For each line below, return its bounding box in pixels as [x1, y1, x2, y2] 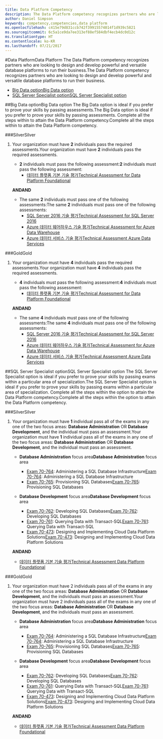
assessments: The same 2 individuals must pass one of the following [19, 201, 156, 207]
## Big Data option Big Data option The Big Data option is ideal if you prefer [5, 101, 154, 107]
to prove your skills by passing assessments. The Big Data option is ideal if [5, 107, 153, 113]
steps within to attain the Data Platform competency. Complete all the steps [5, 117, 154, 123]
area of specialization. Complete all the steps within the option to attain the [5, 389, 155, 395]
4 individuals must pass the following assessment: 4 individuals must [19, 279, 157, 285]
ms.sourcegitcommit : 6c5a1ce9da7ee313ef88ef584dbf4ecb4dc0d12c [5, 30, 136, 35]
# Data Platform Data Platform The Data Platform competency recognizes [5, 57, 149, 62]
